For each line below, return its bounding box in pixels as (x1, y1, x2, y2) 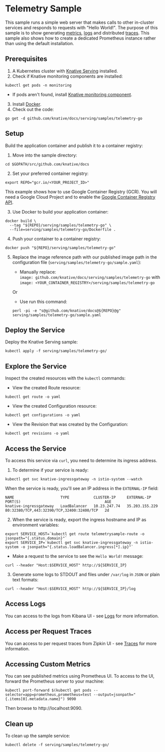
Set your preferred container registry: (12, 170, 89, 176)
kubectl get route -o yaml (5, 394, 61, 399)
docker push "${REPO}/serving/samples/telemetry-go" (5, 245, 116, 250)
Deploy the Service (5, 325, 65, 334)
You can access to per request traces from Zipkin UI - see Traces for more (5, 640, 157, 646)
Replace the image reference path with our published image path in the (12, 254, 157, 260)
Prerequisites (5, 55, 47, 63)
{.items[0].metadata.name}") (5, 697, 65, 701)
